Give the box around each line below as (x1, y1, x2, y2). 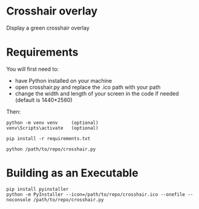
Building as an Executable (6, 166, 139, 180)
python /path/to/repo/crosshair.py (6, 146, 96, 152)
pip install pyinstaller (6, 186, 69, 192)
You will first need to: (6, 65, 59, 72)
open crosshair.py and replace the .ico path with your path (15, 83, 161, 91)
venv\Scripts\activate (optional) (6, 125, 99, 131)
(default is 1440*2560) (15, 96, 73, 103)
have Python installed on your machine (15, 77, 113, 84)
